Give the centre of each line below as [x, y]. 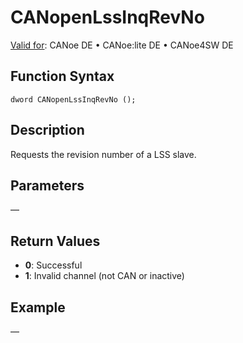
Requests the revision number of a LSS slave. [103, 154]
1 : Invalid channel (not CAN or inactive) [104, 276]
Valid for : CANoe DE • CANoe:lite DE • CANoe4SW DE [122, 45]
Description [47, 130]
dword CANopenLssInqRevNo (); [73, 99]
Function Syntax [62, 76]
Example [38, 307]
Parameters [47, 185]
